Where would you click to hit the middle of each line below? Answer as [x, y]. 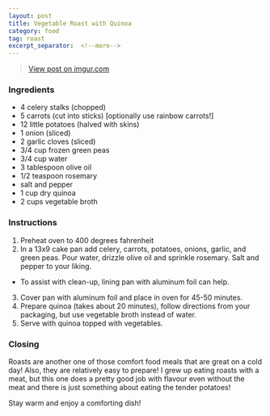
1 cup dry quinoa [48, 193]
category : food [34, 31]
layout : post [30, 16]
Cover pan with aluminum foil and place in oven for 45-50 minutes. [131, 297]
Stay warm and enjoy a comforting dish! [75, 403]
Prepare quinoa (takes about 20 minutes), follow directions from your [135, 306]
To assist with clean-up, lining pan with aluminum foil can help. [124, 282]
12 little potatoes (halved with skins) [80, 124]
